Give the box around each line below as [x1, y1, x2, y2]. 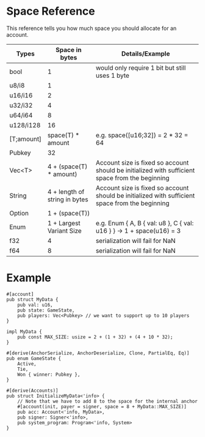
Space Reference [6, 4, 96, 18]
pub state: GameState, [17, 307, 75, 313]
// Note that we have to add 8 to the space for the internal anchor [17, 398, 198, 405]
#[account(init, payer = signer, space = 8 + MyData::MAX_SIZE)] [17, 403, 187, 409]
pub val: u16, [17, 302, 53, 308]
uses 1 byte [95, 71, 130, 80]
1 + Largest [47, 219, 81, 227]
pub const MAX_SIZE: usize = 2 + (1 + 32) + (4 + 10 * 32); [17, 334, 173, 340]
